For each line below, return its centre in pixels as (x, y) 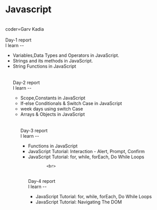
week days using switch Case (52, 109)
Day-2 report (26, 82)
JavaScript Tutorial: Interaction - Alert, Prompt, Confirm (86, 151)
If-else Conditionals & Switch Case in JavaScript (71, 103)
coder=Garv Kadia (25, 29)
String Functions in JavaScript (44, 66)
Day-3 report (34, 130)
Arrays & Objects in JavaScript (53, 114)
